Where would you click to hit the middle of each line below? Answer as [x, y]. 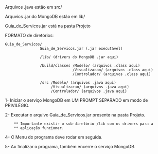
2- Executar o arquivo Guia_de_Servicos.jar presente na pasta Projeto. [75, 115]
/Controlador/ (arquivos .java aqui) [89, 91]
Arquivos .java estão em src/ [34, 7]
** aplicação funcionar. [39, 128]
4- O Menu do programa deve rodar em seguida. [54, 137]
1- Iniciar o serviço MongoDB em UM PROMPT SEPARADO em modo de [77, 100]
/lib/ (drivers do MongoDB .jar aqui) [79, 57]
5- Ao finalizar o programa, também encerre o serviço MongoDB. [70, 146]
